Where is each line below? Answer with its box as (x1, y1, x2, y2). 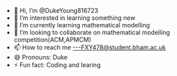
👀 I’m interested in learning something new (13, 14, 136, 22)
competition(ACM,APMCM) (13, 36, 92, 44)
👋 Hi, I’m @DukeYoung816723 (13, 7, 99, 14)
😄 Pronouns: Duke (13, 53, 68, 61)
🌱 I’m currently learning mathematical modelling (13, 21, 150, 29)
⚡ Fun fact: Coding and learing (13, 61, 101, 68)
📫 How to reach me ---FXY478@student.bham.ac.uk (13, 43, 166, 51)
